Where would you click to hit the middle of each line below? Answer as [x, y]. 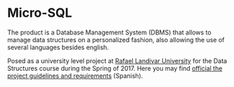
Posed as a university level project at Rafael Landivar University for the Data [117, 60]
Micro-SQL [40, 13]
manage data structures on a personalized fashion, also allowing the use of [116, 39]
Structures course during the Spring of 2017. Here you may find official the [115, 68]
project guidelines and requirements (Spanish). [75, 76]
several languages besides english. [58, 47]
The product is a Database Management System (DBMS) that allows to [110, 32]
